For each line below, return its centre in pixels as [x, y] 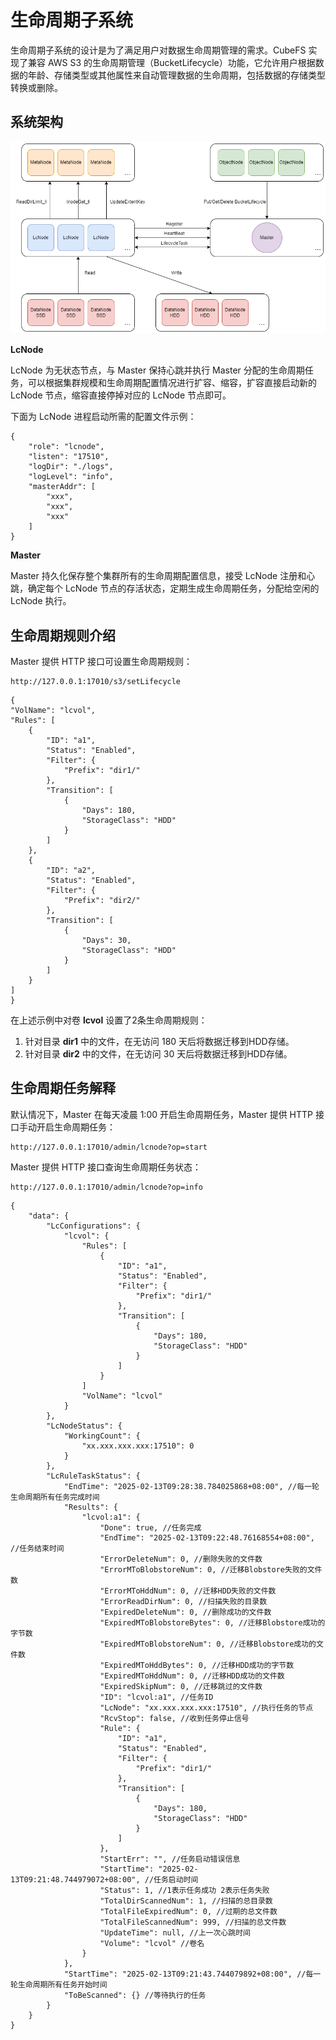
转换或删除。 [36, 87]
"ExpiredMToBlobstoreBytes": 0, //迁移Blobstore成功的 [212, 1622]
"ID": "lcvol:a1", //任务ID [156, 1697]
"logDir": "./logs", [71, 467]
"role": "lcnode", [66, 447]
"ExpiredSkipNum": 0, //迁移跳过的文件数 [181, 1686]
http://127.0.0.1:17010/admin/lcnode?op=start [109, 1147]
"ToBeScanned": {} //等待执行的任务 [135, 1995]
